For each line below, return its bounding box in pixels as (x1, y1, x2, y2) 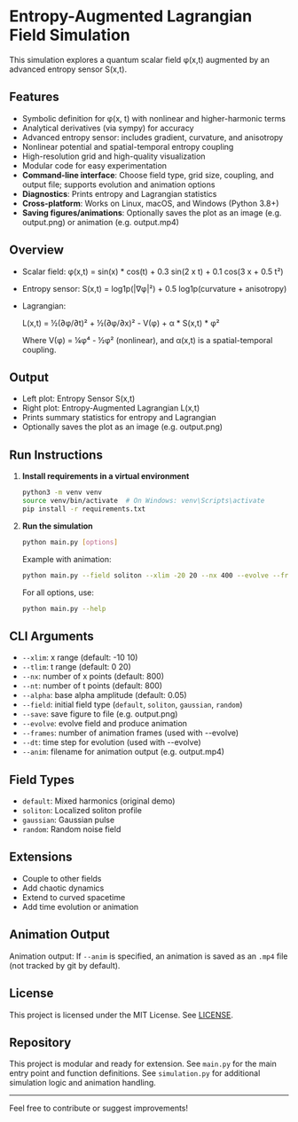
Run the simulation (21, 521, 93, 531)
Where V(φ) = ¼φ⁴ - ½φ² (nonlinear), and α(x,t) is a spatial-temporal (21, 334, 273, 345)
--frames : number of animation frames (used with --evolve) (21, 727, 239, 738)
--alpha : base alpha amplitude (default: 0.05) (21, 690, 188, 701)
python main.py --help (21, 604, 106, 613)
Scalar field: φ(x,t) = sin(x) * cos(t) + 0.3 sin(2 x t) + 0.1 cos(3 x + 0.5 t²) (21, 266, 284, 277)
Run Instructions (9, 447, 104, 462)
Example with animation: (21, 553, 113, 564)
